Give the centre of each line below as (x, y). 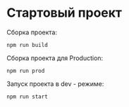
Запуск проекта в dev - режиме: (55, 84)
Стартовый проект (64, 13)
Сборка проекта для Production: (55, 58)
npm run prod (26, 71)
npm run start (27, 97)
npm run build (27, 45)
